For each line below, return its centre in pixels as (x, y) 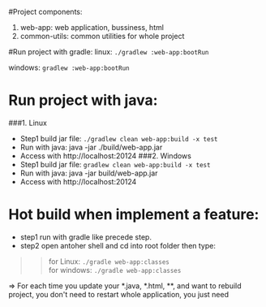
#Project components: (45, 12)
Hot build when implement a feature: (134, 215)
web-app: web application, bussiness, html (92, 27)
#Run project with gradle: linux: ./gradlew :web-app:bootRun (109, 52)
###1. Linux (28, 123)
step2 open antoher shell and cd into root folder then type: (118, 245)
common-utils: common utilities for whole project (102, 36)
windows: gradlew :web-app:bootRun (69, 67)
